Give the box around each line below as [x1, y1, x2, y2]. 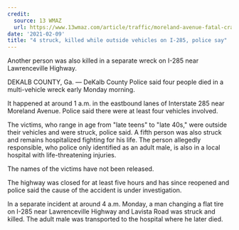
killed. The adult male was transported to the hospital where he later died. [7, 215, 223, 224]
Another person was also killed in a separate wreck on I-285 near [7, 56, 199, 65]
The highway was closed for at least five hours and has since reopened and [7, 179, 230, 187]
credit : [7, 10, 31, 18]
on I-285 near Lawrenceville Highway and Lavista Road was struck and [7, 207, 216, 216]
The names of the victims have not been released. [7, 164, 154, 173]
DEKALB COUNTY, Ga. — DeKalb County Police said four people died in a [7, 78, 224, 86]
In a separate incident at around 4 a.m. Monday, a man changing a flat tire [7, 200, 224, 209]
